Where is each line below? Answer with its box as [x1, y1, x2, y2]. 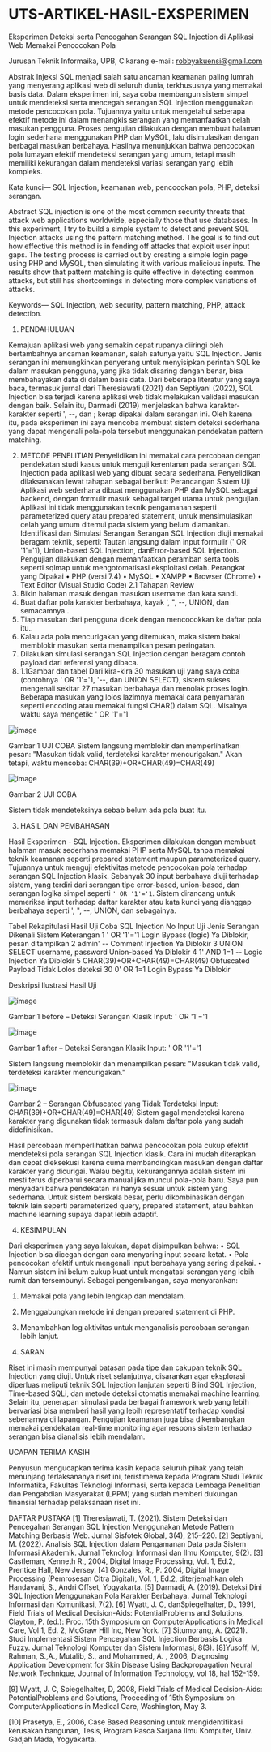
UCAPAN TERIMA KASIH [8, 1447, 91, 1457]
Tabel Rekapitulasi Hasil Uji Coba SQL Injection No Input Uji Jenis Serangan [8, 921, 260, 931]
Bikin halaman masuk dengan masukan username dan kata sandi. [19, 588, 239, 598]
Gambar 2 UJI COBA [8, 789, 77, 799]
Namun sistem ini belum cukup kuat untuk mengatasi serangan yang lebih [8, 1267, 255, 1276]
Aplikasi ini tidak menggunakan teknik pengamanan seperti [19, 502, 217, 512]
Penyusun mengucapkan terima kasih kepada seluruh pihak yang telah [8, 1462, 244, 1473]
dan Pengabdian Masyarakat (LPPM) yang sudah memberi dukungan [8, 1488, 239, 1498]
